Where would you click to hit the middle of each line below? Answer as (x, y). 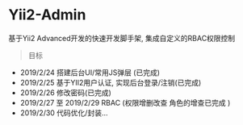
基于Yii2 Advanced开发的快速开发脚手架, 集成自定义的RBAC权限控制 (122, 38)
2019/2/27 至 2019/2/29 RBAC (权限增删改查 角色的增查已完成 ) (125, 102)
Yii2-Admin (47, 15)
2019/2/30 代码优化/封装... (64, 112)
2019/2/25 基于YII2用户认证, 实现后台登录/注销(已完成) (111, 82)
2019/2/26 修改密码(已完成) (65, 92)
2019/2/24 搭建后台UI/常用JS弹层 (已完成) (90, 72)
